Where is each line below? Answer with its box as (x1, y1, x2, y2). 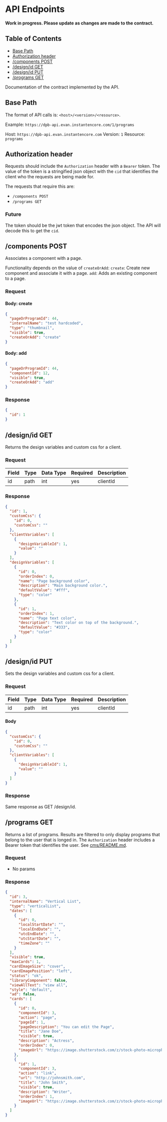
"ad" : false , (9, 992, 37, 997)
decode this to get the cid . (5, 227, 60, 233)
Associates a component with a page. (5, 255, 83, 261)
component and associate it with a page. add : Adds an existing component (5, 270, 158, 276)
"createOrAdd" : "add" (9, 380, 55, 385)
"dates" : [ (9, 908, 32, 913)
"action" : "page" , (18, 1015, 57, 1020)
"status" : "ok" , (9, 973, 43, 978)
